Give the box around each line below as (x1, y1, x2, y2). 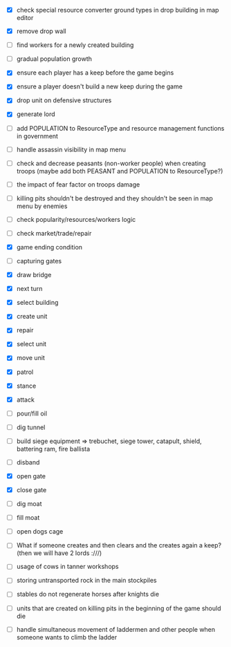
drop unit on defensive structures (16, 96, 112, 104)
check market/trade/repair (16, 229, 92, 237)
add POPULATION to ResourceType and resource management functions (16, 124, 225, 132)
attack (16, 395, 35, 404)
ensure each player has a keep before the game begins (16, 68, 174, 77)
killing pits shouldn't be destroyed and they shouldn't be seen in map (16, 194, 214, 203)
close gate (16, 486, 47, 494)
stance (16, 382, 37, 390)
